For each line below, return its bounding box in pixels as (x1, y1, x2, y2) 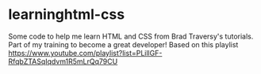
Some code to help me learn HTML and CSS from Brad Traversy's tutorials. (8, 31, 254, 41)
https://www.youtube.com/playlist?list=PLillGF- (8, 48, 163, 57)
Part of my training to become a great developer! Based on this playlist (8, 39, 239, 49)
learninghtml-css (8, 6, 125, 24)
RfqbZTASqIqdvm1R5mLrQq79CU (8, 57, 118, 66)
